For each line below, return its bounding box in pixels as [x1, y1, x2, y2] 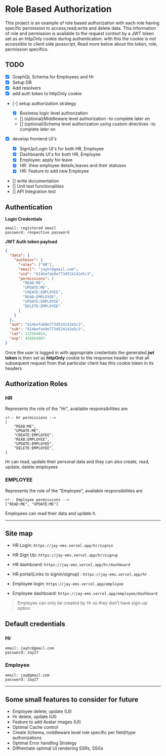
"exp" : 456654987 [9, 336, 45, 341]
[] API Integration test [12, 188, 56, 194]
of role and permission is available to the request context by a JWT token [5, 30, 154, 36]
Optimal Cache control [12, 724, 58, 730]
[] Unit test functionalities [12, 183, 64, 189]
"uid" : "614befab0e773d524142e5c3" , [18, 271, 94, 276]
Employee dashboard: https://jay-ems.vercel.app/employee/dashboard [12, 590, 158, 596]
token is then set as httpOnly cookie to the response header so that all [5, 354, 150, 360]
